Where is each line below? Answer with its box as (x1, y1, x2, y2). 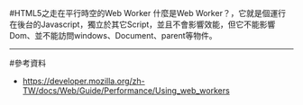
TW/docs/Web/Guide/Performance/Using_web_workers (22, 85, 230, 96)
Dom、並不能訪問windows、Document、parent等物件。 (9, 31, 218, 40)
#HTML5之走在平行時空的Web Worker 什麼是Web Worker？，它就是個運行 (9, 8, 287, 18)
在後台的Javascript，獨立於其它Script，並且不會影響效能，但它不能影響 (9, 19, 276, 30)
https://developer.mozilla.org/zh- (22, 75, 146, 86)
